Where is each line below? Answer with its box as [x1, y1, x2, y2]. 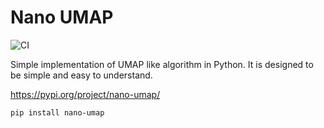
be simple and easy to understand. [10, 69, 153, 81]
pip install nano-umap [10, 107, 105, 118]
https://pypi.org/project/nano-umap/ [10, 88, 161, 100]
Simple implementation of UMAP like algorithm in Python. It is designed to [10, 58, 314, 70]
